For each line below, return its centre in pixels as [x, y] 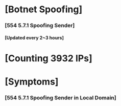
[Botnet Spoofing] [44, 9]
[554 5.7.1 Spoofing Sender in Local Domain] [60, 98]
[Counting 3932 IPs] [49, 58]
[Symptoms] [32, 82]
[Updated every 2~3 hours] [34, 37]
